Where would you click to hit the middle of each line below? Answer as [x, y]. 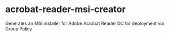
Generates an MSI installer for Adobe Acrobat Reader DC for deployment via [85, 23]
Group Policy [19, 28]
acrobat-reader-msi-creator [66, 9]
